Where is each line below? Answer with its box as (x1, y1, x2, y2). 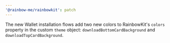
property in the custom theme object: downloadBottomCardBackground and (5, 26, 156, 33)
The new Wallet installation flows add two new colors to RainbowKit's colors (5, 21, 165, 27)
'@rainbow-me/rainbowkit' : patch (5, 7, 76, 13)
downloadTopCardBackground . (5, 32, 64, 38)
